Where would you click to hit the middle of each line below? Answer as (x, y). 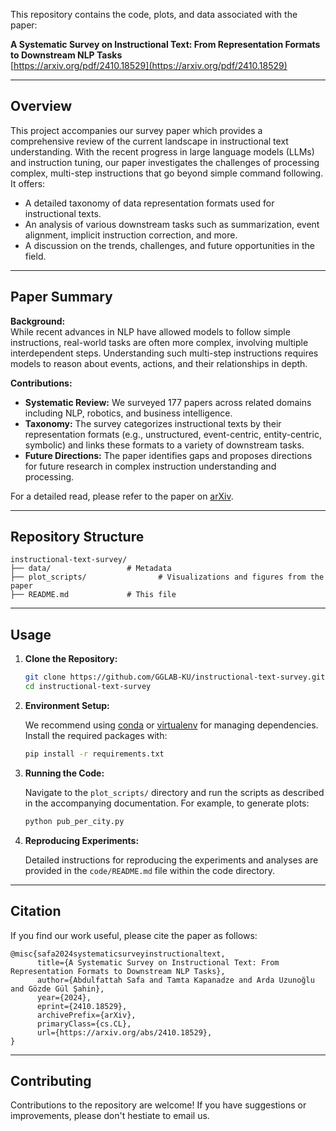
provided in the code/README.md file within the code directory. (149, 870)
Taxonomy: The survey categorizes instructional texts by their (153, 423)
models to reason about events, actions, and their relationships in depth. (159, 363)
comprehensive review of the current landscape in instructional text (149, 141)
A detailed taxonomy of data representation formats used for (149, 203)
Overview (41, 106)
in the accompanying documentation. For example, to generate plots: (167, 803)
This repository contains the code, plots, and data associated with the (154, 14)
